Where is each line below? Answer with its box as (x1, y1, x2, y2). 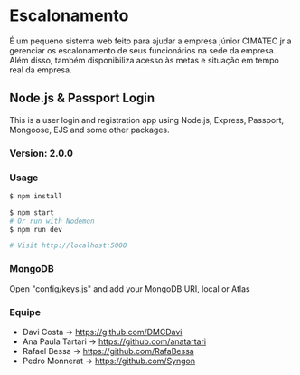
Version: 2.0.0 (9, 147, 74, 159)
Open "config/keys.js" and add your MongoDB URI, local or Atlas (9, 283, 250, 294)
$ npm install (9, 191, 63, 200)
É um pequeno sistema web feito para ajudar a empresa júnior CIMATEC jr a (9, 35, 292, 46)
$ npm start (9, 207, 54, 217)
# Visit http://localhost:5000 (9, 241, 127, 250)
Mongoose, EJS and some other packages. (9, 124, 170, 135)
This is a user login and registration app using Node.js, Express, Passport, (9, 114, 285, 125)
